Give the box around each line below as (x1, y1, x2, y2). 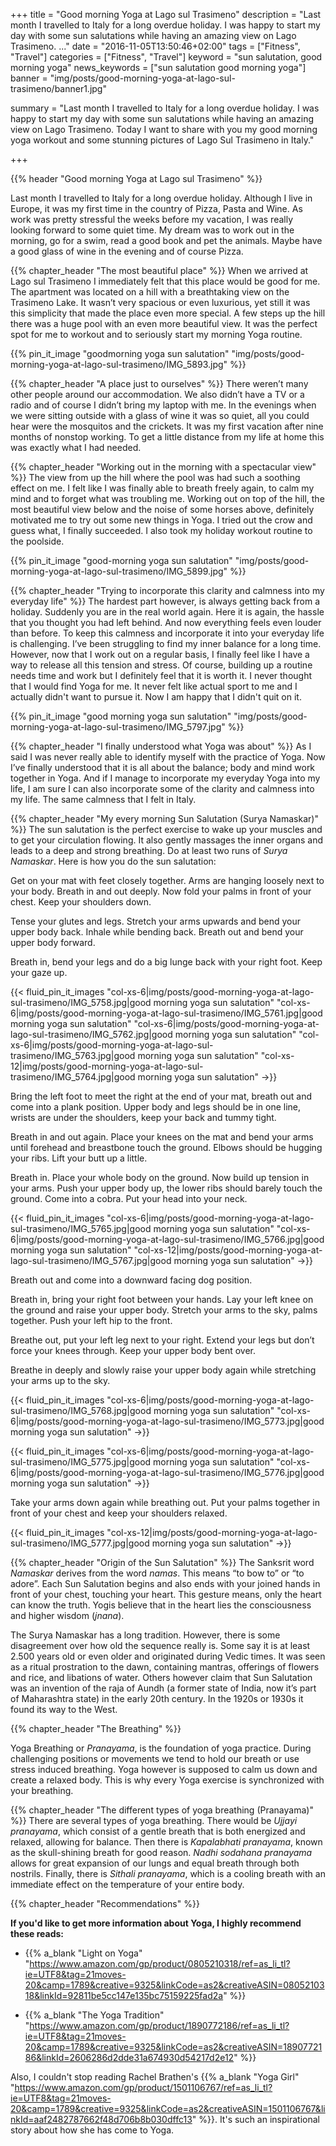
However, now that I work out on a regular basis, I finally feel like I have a (10, 649, 310, 660)
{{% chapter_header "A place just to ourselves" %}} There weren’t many (10, 378, 309, 389)
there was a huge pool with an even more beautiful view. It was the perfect (10, 318, 318, 329)
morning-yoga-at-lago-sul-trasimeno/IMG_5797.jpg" (10, 721, 226, 733)
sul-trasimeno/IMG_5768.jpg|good (10, 1405, 152, 1416)
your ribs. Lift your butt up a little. (10, 1152, 148, 1164)
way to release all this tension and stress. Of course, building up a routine (10, 659, 313, 671)
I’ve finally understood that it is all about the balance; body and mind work (10, 762, 316, 773)
